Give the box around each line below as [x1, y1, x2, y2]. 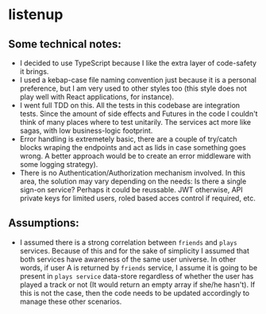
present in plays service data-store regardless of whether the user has [19, 271, 254, 281]
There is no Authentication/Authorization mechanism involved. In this [19, 169, 246, 177]
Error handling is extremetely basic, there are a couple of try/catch [19, 134, 237, 144]
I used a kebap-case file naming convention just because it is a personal [19, 76, 256, 84]
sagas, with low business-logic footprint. [19, 126, 153, 135]
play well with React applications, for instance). [19, 92, 175, 101]
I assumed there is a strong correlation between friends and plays [19, 237, 237, 247]
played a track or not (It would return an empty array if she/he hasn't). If [19, 280, 256, 289]
